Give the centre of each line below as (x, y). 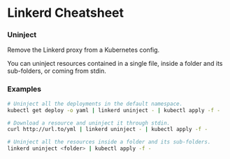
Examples (24, 89)
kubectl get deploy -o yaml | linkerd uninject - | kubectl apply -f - (114, 110)
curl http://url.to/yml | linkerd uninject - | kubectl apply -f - (108, 130)
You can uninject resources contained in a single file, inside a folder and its (115, 64)
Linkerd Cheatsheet (66, 13)
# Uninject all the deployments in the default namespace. (95, 104)
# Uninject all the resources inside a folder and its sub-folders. (109, 142)
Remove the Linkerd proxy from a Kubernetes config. (84, 50)
